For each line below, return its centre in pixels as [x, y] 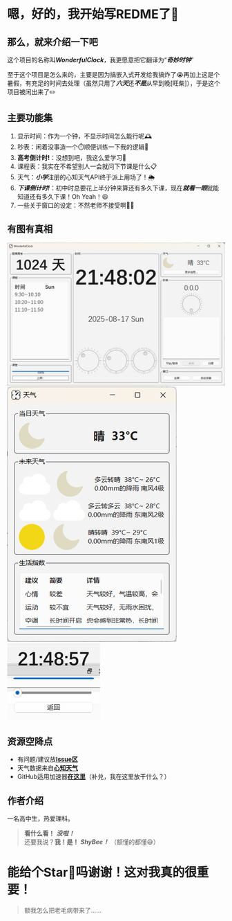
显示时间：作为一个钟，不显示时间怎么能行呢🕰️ [85, 136]
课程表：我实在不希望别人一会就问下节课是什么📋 [87, 166]
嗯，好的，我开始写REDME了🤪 [93, 14]
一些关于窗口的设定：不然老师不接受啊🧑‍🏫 [76, 205]
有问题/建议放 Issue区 [47, 760]
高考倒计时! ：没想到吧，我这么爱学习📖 [71, 157]
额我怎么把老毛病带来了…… [62, 910]
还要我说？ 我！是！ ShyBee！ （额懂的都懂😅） [92, 842]
